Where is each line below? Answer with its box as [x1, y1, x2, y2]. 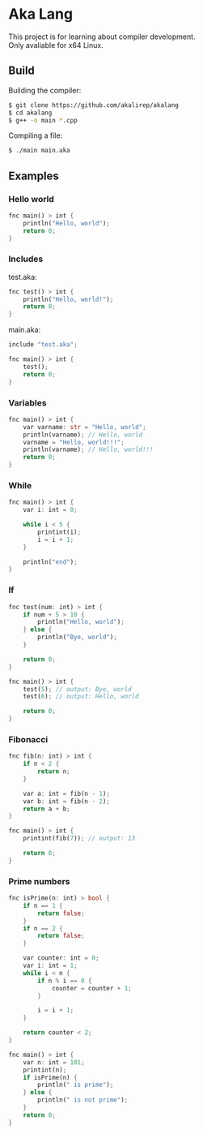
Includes [8, 253, 44, 264]
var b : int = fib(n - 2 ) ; [23, 797, 111, 805]
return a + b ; [23, 805, 70, 813]
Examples [8, 169, 59, 183]
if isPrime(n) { [23, 1073, 78, 1081]
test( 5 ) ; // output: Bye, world [23, 685, 132, 694]
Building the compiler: [8, 85, 82, 95]
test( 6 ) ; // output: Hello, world [23, 693, 139, 701]
